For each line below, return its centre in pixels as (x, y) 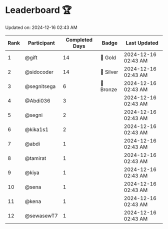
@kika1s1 (37, 129)
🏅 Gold (108, 57)
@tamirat (35, 158)
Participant (41, 42)
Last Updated (142, 42)
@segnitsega (40, 86)
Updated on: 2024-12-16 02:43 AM (41, 27)
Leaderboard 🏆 (38, 10)
